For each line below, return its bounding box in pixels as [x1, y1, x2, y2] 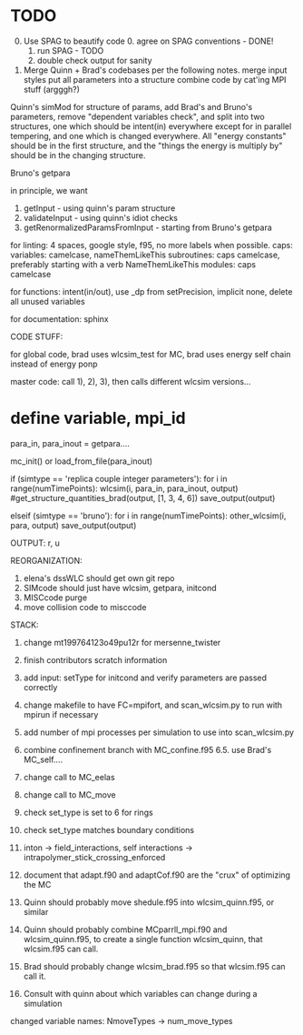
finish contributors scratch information [23, 654, 168, 665]
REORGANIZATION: [10, 555, 83, 566]
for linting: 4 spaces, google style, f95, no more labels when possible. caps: [10, 239, 294, 250]
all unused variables [10, 296, 85, 306]
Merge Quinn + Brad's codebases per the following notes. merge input [23, 65, 288, 75]
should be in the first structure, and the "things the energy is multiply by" [10, 140, 283, 151]
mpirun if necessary [23, 708, 99, 719]
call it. [23, 970, 46, 981]
